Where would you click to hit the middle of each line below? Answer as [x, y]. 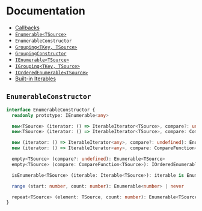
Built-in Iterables [35, 79]
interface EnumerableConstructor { [51, 110]
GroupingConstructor [41, 53]
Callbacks [27, 28]
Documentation [46, 11]
